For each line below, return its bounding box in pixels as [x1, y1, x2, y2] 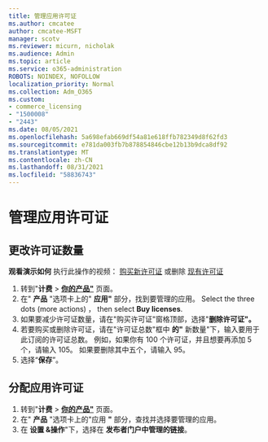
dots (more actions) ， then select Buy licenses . [20, 304, 183, 313]
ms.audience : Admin [8, 50, 75, 58]
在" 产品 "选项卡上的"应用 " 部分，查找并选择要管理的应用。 [20, 414, 222, 424]
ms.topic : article [8, 58, 71, 66]
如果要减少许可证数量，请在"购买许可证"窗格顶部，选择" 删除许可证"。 [20, 314, 257, 324]
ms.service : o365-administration [8, 65, 122, 73]
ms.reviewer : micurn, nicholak [8, 42, 115, 50]
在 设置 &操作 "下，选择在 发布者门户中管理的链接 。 [20, 424, 191, 434]
